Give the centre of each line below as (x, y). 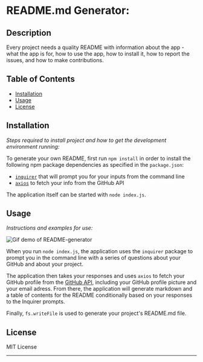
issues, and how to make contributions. (55, 60)
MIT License (22, 347)
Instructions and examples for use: (50, 228)
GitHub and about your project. (45, 264)
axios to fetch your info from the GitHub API (69, 183)
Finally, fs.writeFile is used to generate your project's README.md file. (96, 313)
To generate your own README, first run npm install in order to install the (98, 158)
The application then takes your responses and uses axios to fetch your (95, 276)
